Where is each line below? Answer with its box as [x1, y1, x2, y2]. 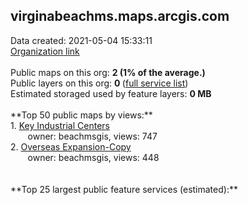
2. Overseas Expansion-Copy [10, 140, 132, 153]
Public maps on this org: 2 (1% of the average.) [10, 66, 206, 78]
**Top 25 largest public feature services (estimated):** [10, 183, 238, 195]
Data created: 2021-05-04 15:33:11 [10, 34, 153, 46]
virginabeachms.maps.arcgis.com [10, 8, 230, 25]
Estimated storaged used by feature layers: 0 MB [10, 87, 212, 99]
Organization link [10, 45, 80, 57]
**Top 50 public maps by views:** [10, 109, 153, 121]
